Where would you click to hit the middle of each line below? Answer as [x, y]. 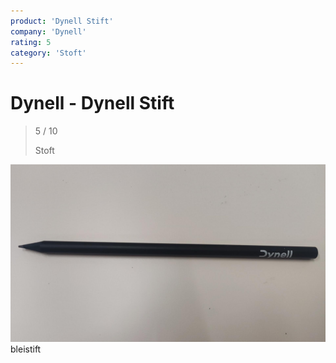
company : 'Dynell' [48, 31]
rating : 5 [31, 42]
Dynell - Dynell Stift [92, 103]
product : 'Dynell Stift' [62, 21]
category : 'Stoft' [48, 53]
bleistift [26, 349]
